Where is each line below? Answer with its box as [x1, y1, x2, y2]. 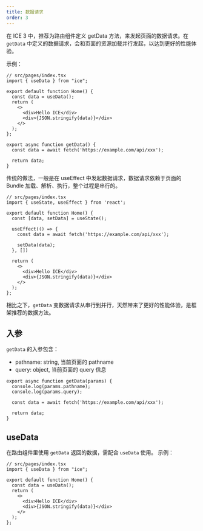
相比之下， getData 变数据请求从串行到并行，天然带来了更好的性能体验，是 [6, 301, 192, 308]
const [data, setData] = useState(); [12, 215, 107, 221]
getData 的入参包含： [6, 345, 59, 353]
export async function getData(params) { [6, 378, 113, 384]
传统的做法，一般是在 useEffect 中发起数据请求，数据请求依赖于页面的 [6, 174, 182, 181]
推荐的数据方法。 [11, 308, 55, 316]
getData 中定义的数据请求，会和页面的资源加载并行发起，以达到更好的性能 [6, 40, 192, 47]
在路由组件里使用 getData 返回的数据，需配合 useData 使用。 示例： [6, 449, 174, 456]
